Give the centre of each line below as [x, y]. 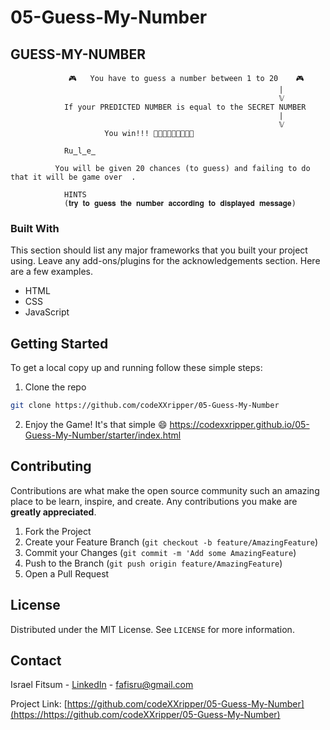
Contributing [51, 466]
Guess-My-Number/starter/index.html [103, 435]
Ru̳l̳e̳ [80, 151]
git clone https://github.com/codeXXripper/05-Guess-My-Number [145, 406]
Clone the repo [55, 387]
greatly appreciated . [53, 512]
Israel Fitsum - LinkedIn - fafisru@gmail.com [102, 685]
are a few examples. [52, 272]
